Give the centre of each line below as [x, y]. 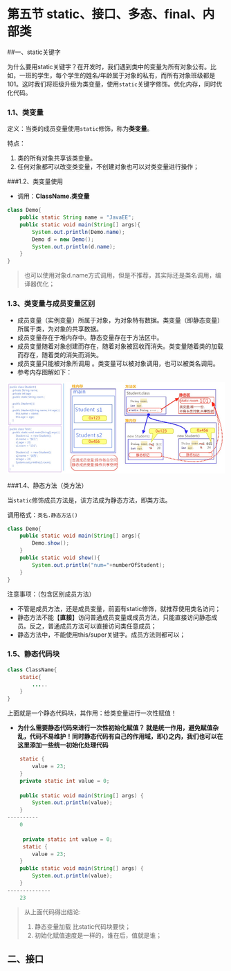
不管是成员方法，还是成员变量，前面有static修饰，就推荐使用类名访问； [119, 608]
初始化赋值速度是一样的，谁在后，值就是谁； [98, 935]
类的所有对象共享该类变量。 [57, 158]
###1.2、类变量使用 [35, 181]
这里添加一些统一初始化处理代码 [63, 745]
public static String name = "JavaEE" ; [77, 218]
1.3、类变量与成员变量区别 [51, 304]
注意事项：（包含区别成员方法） [51, 594]
